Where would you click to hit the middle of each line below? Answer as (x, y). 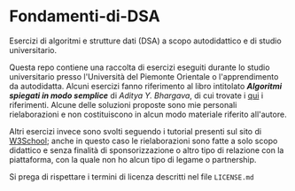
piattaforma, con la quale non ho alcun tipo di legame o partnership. (133, 159)
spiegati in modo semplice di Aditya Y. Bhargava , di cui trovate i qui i (136, 95)
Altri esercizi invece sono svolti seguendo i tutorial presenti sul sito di (136, 131)
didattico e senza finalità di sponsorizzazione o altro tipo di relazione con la (147, 150)
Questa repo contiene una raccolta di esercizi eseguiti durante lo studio (140, 67)
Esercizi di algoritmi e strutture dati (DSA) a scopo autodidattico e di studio (145, 41)
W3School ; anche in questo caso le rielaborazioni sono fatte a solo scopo (144, 141)
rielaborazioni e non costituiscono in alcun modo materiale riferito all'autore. (148, 114)
